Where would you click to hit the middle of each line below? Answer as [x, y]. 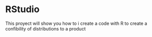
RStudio [22, 9]
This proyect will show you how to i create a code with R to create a [76, 23]
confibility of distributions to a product [45, 28]
